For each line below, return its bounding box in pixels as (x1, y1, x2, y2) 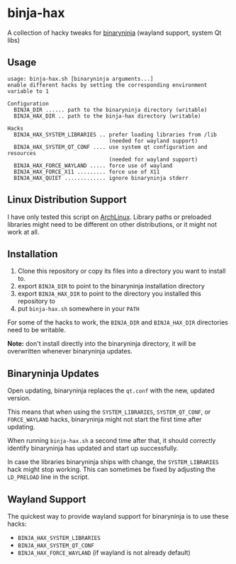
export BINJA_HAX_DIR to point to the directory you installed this (17, 289, 202, 298)
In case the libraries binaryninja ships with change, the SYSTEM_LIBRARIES (7, 458, 219, 466)
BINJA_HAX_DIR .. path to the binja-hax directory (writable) (13, 112, 201, 120)
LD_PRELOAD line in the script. (7, 473, 90, 481)
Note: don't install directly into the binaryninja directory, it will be (7, 339, 196, 348)
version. (7, 394, 31, 402)
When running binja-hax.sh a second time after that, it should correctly (7, 436, 216, 445)
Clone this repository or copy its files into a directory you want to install (17, 267, 226, 276)
